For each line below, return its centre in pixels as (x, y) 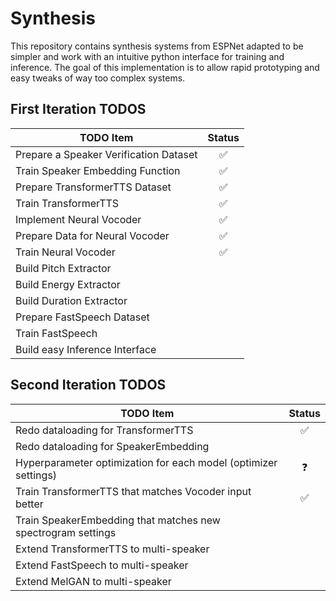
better (29, 504)
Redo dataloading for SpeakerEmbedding (112, 446)
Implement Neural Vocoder (78, 219)
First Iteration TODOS (78, 109)
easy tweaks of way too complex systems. (98, 78)
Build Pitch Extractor (63, 268)
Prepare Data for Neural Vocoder (92, 235)
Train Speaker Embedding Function (98, 170)
